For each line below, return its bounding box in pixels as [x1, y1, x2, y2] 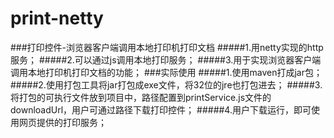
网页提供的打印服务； [18, 116, 107, 128]
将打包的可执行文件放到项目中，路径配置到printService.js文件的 [10, 91, 272, 103]
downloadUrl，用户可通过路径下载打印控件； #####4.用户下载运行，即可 [10, 103, 312, 116]
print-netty [10, 7, 104, 30]
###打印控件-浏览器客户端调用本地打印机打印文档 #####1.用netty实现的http [10, 41, 324, 53]
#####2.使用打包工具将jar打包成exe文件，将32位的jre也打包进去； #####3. [10, 78, 323, 91]
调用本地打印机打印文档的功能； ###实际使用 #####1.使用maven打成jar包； [10, 66, 323, 78]
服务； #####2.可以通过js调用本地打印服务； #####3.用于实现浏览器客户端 [10, 53, 322, 66]
